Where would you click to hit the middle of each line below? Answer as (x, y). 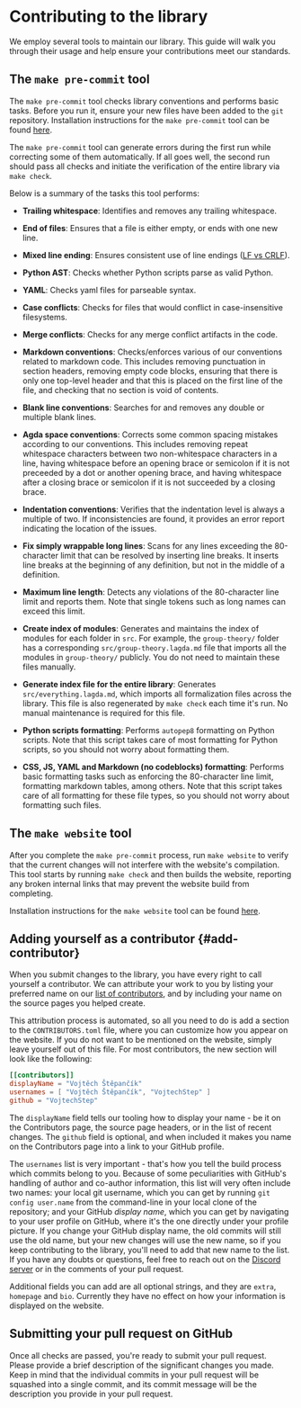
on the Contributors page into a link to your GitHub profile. (117, 1146)
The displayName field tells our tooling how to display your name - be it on (145, 1117)
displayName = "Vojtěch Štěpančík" (76, 1084)
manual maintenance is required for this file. (104, 713)
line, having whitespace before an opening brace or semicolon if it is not (156, 463)
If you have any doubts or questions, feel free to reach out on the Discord (145, 1259)
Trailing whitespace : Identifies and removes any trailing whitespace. (149, 211)
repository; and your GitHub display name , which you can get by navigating (149, 1211)
